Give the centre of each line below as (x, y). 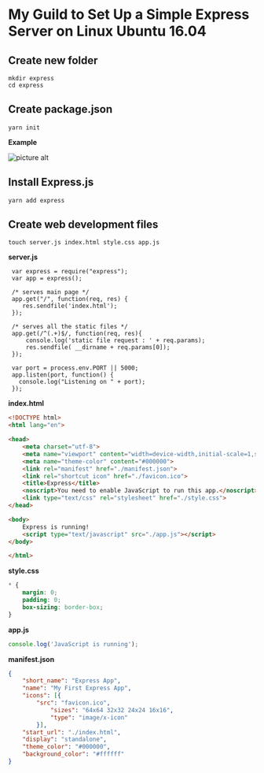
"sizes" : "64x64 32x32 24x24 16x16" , (112, 710)
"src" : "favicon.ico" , (73, 703)
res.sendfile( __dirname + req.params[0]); (98, 347)
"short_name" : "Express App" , (72, 681)
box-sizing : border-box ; (63, 607)
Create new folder (53, 60)
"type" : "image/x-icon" (89, 717)
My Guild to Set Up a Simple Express (129, 15)
